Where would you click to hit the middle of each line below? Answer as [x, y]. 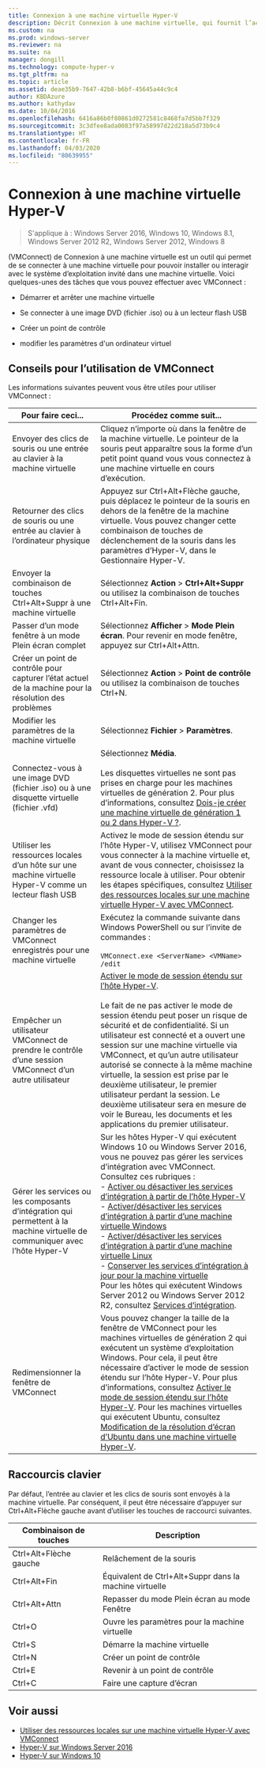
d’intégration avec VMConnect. [157, 1167]
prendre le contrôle [47, 1050]
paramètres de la [43, 730]
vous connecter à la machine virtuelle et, [175, 855]
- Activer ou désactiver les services [166, 1186]
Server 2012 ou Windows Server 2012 [172, 1295]
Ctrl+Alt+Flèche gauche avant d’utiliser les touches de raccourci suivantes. [130, 1510]
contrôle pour [37, 668]
